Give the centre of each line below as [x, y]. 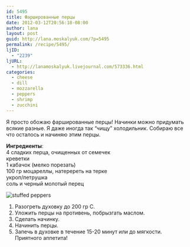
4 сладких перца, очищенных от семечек [58, 152]
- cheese [22, 77]
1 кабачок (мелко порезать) [41, 165]
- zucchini [25, 105]
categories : [21, 72]
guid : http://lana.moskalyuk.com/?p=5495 [58, 39]
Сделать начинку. [37, 219]
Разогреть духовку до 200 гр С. [55, 206]
